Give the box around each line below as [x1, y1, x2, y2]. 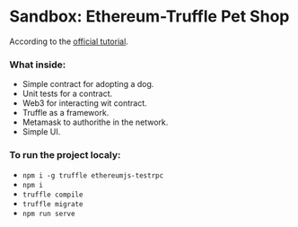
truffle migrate [22, 199, 83, 208]
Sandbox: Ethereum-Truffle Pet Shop [9, 6, 290, 27]
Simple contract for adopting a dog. [22, 79, 154, 90]
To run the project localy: [9, 149, 121, 162]
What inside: [9, 58, 66, 71]
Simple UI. [22, 127, 61, 137]
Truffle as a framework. [22, 108, 110, 118]
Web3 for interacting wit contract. [22, 98, 148, 109]
